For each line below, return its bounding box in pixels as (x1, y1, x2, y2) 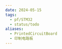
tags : (5, 12, 17, 17)
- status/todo (10, 21, 39, 27)
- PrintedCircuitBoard (10, 31, 57, 36)
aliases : (5, 27, 24, 32)
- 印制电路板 (10, 36, 34, 41)
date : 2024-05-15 (5, 7, 42, 13)
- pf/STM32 (10, 17, 33, 22)
